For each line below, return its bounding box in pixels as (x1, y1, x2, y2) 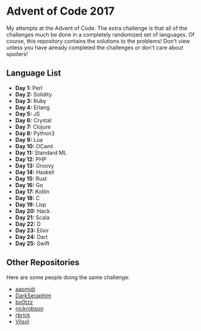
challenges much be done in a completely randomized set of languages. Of (6, 30, 195, 38)
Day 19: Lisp (15, 201, 47, 208)
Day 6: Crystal (15, 116, 52, 124)
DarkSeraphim (15, 291, 52, 299)
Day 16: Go (15, 181, 44, 188)
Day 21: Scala (15, 213, 50, 221)
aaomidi (15, 285, 35, 293)
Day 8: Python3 (15, 129, 55, 137)
